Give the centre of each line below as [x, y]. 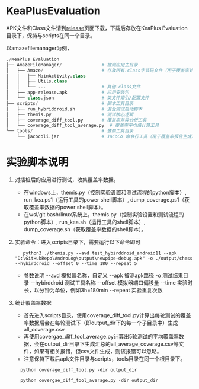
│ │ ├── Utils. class [37, 81]
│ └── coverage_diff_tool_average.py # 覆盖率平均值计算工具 [83, 126]
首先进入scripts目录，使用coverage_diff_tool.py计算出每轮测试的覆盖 [107, 315]
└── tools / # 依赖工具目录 [70, 131]
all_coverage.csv [44, 329]
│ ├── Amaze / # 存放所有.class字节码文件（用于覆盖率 [98, 70]
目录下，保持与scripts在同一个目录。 [51, 35]
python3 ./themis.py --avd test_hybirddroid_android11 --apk [100, 253]
